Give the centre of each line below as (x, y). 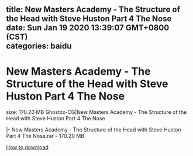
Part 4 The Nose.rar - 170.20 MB (45, 136)
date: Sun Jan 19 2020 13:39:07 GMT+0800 (88, 28)
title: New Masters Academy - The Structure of (93, 10)
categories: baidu (39, 46)
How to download (27, 147)
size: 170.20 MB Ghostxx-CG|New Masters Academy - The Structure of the (96, 112)
